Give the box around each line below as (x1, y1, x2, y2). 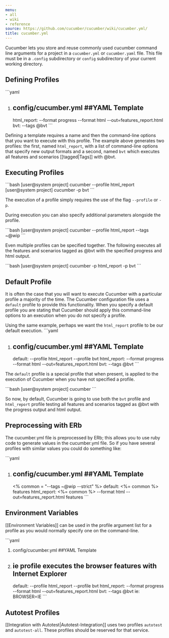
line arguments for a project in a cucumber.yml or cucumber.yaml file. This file (5, 50, 162, 56)
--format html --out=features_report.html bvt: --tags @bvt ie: (12, 588, 140, 595)
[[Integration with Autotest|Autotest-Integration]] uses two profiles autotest (5, 622, 162, 628)
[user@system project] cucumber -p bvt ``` (5, 187, 95, 193)
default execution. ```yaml (5, 328, 59, 334)
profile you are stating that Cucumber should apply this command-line (5, 307, 151, 313)
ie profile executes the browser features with (12, 562, 157, 570)
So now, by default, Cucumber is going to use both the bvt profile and (5, 396, 150, 402)
